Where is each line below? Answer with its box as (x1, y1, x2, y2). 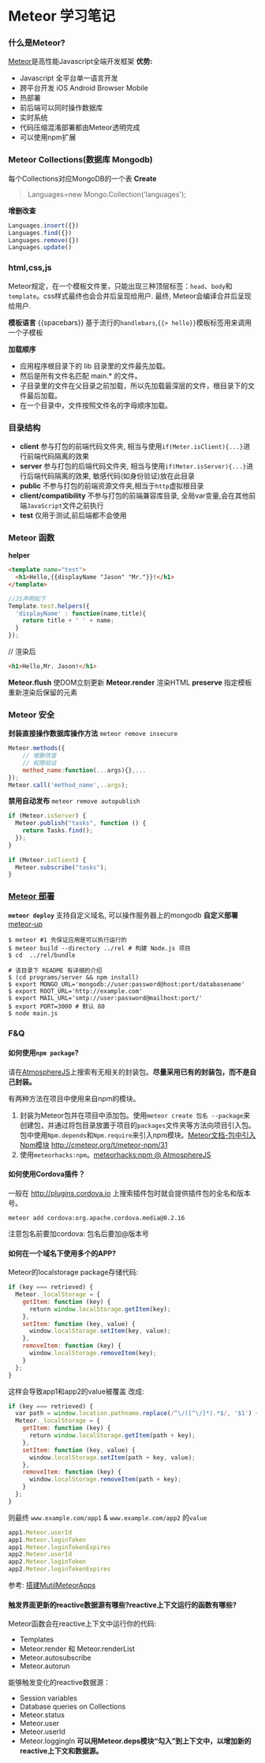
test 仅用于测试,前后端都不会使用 (19, 510, 128, 520)
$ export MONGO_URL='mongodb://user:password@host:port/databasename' (8, 980, 245, 988)
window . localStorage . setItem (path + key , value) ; (28, 1453, 196, 1462)
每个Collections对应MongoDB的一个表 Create (8, 174, 157, 183)
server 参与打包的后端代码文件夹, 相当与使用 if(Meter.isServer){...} (19, 461, 247, 470)
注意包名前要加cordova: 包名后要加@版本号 (8, 1228, 150, 1238)
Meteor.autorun (19, 1661, 70, 1671)
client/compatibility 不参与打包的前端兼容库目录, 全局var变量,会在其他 (19, 491, 249, 500)
